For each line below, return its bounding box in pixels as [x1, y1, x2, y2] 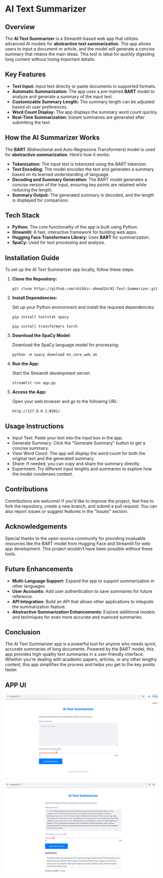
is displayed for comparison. [12, 197, 69, 203]
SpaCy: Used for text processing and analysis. [12, 240, 106, 246]
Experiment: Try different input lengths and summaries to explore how [12, 466, 152, 472]
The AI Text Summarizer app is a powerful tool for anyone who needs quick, [5, 641, 157, 647]
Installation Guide [5, 254, 60, 262]
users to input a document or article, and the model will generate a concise [5, 46, 155, 52]
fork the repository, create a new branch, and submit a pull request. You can [5, 503, 157, 509]
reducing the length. [12, 187, 53, 193]
